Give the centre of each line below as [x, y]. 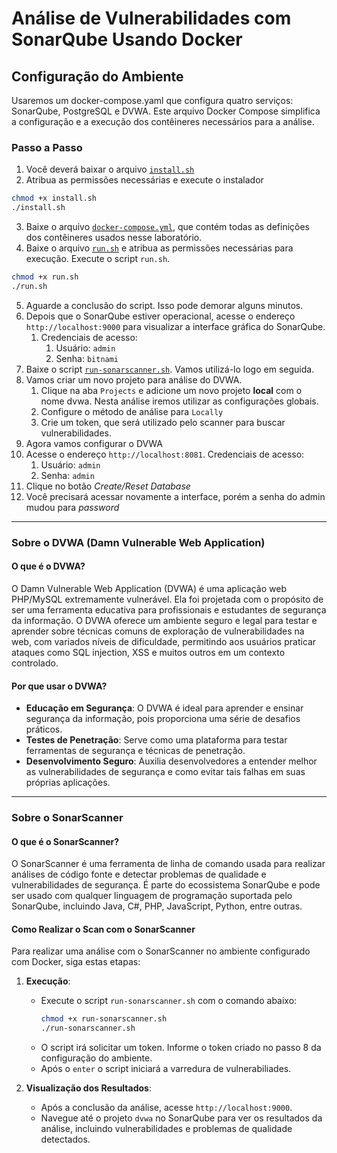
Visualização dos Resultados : [88, 1088]
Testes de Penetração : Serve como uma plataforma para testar [156, 740]
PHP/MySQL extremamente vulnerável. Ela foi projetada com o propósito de [167, 599]
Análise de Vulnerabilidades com [151, 18]
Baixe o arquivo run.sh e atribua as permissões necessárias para [159, 248]
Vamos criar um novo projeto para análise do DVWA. [134, 379]
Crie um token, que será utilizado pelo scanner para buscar [163, 422]
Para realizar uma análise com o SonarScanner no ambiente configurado [161, 951]
